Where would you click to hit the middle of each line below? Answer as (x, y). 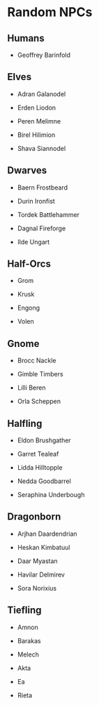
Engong (29, 308)
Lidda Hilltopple (40, 468)
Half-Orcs (29, 264)
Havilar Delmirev (41, 574)
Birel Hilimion (36, 135)
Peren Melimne (39, 121)
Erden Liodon (37, 107)
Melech (28, 654)
